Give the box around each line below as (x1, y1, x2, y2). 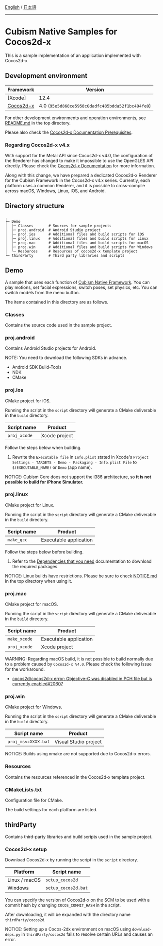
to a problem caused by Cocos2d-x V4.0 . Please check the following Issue (5, 661, 152, 667)
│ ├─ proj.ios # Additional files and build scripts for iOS (5, 232, 145, 237)
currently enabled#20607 (12, 681, 64, 687)
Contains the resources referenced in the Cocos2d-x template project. (5, 774, 146, 780)
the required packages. (12, 563, 59, 569)
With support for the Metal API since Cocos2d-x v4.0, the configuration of (5, 153, 153, 159)
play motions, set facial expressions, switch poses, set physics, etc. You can (5, 284, 158, 290)
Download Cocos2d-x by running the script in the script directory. (5, 857, 138, 863)
